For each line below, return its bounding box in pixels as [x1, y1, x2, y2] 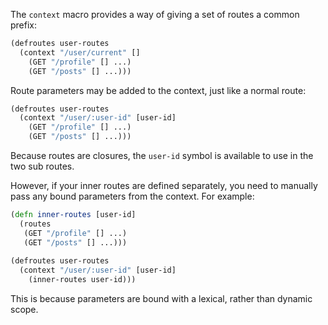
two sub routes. [10, 160, 75, 172]
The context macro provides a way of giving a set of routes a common [10, 9, 300, 20]
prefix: [10, 19, 38, 31]
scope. [10, 304, 39, 315]
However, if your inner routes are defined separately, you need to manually [10, 180, 318, 191]
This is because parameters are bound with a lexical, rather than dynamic [10, 293, 313, 304]
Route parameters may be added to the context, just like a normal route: [10, 84, 307, 96]
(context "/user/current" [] [19, 47, 141, 58]
